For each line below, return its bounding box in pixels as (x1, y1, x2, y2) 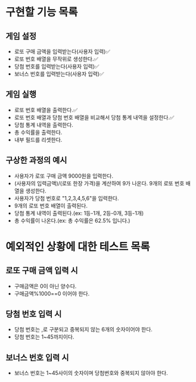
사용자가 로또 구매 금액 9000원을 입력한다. (14, 172, 114, 179)
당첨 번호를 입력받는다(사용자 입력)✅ (14, 63, 99, 70)
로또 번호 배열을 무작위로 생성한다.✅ (14, 55, 99, 63)
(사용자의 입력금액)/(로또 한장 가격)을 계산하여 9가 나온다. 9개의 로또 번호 (14, 179, 185, 187)
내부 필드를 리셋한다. (14, 136, 63, 143)
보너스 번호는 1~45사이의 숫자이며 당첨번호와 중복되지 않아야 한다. (14, 369, 168, 377)
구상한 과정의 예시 (5, 156, 67, 166)
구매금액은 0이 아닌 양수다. (14, 282, 77, 290)
